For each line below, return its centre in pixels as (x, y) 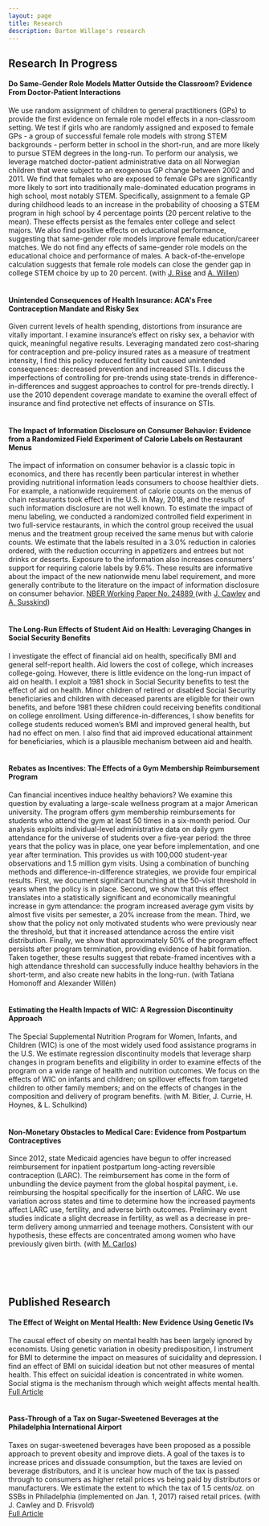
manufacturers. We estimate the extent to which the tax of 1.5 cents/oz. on (131, 1487)
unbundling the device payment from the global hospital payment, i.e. (123, 1184)
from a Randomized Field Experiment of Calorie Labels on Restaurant (126, 439)
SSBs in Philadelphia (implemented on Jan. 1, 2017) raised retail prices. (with (134, 1496)
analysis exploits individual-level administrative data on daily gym (116, 829)
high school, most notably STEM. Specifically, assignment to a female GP (129, 196)
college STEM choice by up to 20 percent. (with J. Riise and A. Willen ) (124, 273)
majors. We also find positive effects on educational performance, (117, 230)
